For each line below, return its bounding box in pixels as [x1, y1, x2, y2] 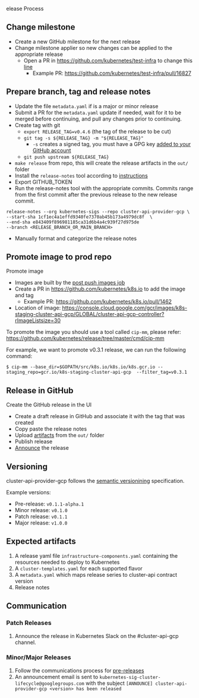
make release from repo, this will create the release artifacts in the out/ [14, 159, 188, 166]
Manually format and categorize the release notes [14, 235, 137, 242]
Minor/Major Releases [6, 653, 71, 662]
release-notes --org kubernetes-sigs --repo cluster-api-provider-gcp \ [6, 209, 190, 214]
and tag [14, 292, 34, 299]
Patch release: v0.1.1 [14, 513, 68, 520]
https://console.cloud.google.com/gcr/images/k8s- [62, 304, 188, 311]
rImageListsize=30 [14, 317, 61, 324]
